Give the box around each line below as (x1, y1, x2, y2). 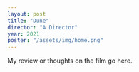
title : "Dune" (7, 17, 50, 24)
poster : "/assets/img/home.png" (7, 37, 103, 44)
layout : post (7, 10, 46, 18)
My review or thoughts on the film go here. (7, 56, 133, 65)
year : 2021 (7, 30, 40, 38)
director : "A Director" (7, 24, 78, 31)
